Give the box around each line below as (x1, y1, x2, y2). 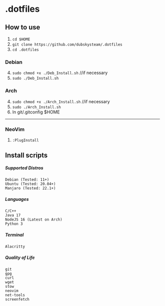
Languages (5, 196, 29, 202)
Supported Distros (5, 165, 44, 170)
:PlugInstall (12, 138, 39, 143)
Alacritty (5, 244, 26, 249)
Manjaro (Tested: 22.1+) (5, 186, 56, 191)
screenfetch (5, 297, 29, 302)
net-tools (5, 293, 26, 298)
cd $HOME (12, 37, 30, 42)
